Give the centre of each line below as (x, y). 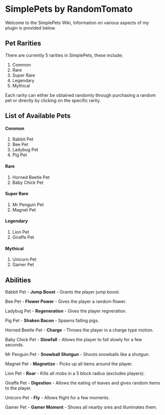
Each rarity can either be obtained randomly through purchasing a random (81, 95)
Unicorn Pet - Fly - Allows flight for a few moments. (57, 397)
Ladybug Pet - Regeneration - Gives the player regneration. (66, 311)
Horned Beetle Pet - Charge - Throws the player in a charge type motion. (79, 330)
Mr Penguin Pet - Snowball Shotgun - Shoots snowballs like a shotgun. (78, 354)
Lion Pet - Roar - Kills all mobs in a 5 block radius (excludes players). (75, 373)
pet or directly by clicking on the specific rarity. (53, 100)
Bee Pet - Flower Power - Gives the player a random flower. (66, 301)
